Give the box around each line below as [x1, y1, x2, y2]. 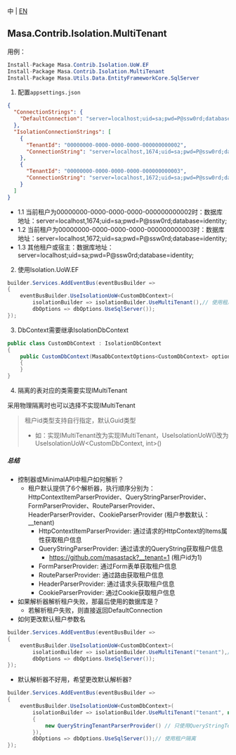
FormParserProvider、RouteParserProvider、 [27, 502, 159, 510]
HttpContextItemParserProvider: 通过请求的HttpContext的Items [38, 527, 221, 535]
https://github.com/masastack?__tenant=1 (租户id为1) [48, 553, 202, 562]
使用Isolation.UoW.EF [17, 265, 79, 274]
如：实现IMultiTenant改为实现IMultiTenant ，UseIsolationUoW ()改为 [34, 431, 229, 440]
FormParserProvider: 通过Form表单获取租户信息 [38, 562, 177, 570]
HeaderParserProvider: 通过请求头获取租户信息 [38, 579, 175, 588]
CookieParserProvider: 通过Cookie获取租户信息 [38, 589, 176, 597]
